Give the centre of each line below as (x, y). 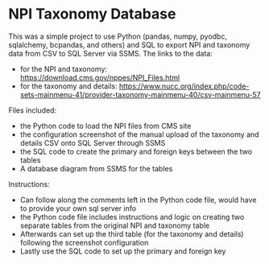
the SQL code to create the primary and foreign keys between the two (136, 151)
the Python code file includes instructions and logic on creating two (132, 217)
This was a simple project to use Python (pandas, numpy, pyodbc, (118, 36)
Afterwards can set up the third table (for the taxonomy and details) (132, 233)
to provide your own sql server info (78, 208)
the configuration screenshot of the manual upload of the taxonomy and (139, 134)
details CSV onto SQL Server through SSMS (93, 142)
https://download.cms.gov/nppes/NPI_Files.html (99, 77)
